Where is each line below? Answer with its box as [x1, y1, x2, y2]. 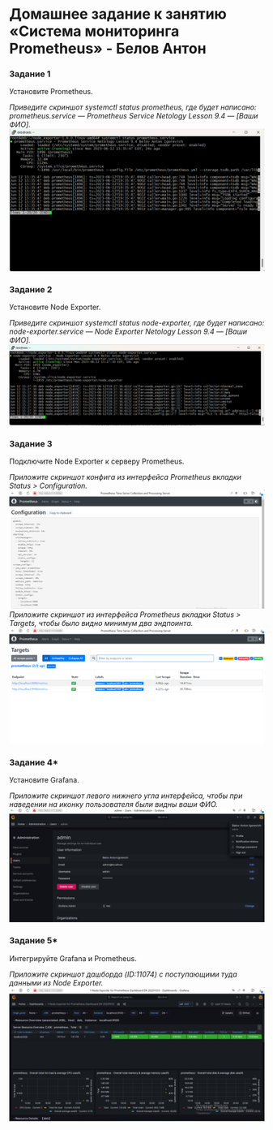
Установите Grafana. [9, 775, 79, 785]
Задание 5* [9, 935, 58, 947]
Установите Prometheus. [9, 87, 93, 97]
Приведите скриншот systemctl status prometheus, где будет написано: [9, 102, 257, 112]
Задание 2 [9, 283, 53, 295]
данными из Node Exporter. [9, 977, 104, 987]
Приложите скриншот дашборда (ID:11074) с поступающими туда [9, 969, 237, 979]
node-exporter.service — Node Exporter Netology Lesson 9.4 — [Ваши [9, 326, 248, 337]
